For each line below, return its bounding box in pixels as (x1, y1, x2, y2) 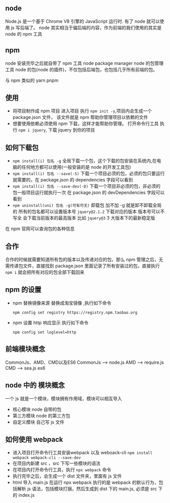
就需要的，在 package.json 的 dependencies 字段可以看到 (12, 177, 133, 183)
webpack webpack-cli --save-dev (12, 455, 81, 460)
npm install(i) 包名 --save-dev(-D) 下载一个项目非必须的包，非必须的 (12, 183, 161, 190)
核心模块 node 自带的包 (12, 406, 62, 412)
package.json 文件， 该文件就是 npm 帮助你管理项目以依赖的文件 (12, 114, 148, 120)
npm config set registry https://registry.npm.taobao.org (12, 310, 138, 315)
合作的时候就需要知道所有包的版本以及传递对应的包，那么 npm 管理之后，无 (5, 257, 163, 263)
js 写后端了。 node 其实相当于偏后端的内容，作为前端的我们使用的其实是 (11, 24, 162, 30)
